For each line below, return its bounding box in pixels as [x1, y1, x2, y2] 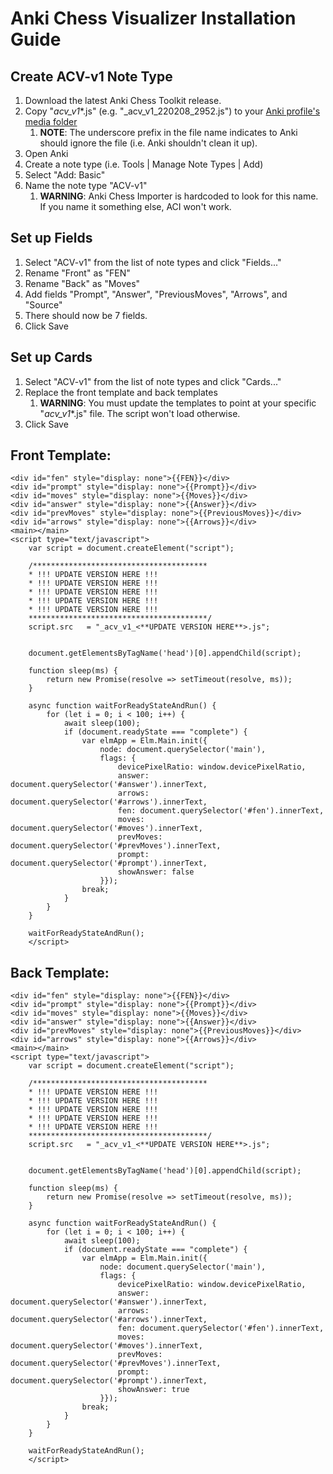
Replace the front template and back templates [24, 386, 218, 398]
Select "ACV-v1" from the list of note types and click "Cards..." [24, 375, 282, 387]
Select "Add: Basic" [24, 169, 106, 181]
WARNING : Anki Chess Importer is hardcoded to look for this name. [39, 190, 319, 202]
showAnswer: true [117, 1385, 190, 1395]
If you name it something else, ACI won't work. [39, 201, 232, 212]
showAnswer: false [117, 867, 195, 877]
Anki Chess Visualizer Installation [10, 7, 297, 30]
